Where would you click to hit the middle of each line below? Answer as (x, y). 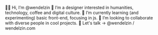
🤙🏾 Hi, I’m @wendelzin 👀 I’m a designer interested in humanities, (69, 8)
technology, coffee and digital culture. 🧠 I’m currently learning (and (72, 13)
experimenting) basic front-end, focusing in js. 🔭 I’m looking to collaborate (79, 18)
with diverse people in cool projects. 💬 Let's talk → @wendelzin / (70, 23)
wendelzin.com (20, 28)
